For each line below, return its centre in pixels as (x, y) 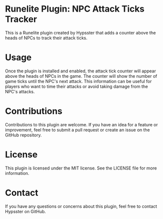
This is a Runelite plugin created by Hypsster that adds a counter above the (81, 33)
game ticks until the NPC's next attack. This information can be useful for (78, 81)
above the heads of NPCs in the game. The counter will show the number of (81, 76)
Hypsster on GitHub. (26, 211)
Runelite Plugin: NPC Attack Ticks (75, 9)
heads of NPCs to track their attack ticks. (46, 38)
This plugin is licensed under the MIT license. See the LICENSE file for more (81, 168)
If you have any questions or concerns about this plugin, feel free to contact (81, 206)
